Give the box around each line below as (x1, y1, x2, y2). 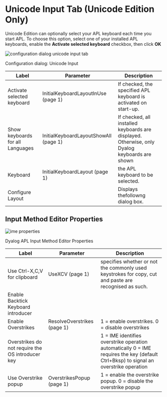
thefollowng (117, 192, 146, 198)
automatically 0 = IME (100, 344, 152, 351)
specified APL (117, 87, 151, 94)
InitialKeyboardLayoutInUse (42, 90, 107, 97)
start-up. (117, 105, 139, 112)
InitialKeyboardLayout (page (42, 168, 108, 175)
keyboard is (117, 93, 145, 100)
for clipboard (7, 274, 38, 281)
